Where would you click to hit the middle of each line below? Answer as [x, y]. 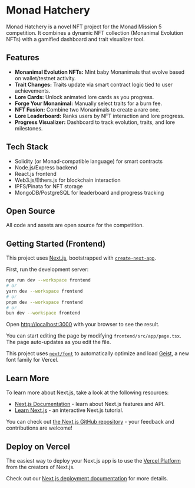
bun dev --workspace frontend [43, 313]
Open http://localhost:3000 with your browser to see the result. [83, 325]
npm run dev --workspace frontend [49, 280]
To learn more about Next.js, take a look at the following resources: [87, 392]
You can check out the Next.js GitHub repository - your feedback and [90, 422]
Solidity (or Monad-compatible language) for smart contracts [89, 161]
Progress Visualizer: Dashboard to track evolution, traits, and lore [95, 122]
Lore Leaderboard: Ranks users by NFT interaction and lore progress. [99, 116]
